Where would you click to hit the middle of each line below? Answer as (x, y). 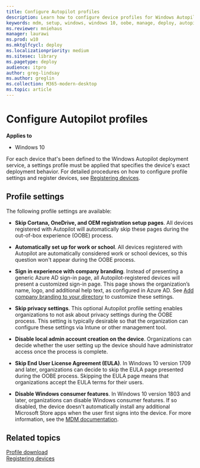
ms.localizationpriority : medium (48, 51)
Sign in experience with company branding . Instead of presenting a (99, 271)
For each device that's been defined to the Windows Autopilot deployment (97, 158)
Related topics (33, 438)
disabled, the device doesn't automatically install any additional (92, 406)
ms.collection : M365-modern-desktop (51, 84)
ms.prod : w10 (22, 39)
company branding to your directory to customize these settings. (94, 296)
